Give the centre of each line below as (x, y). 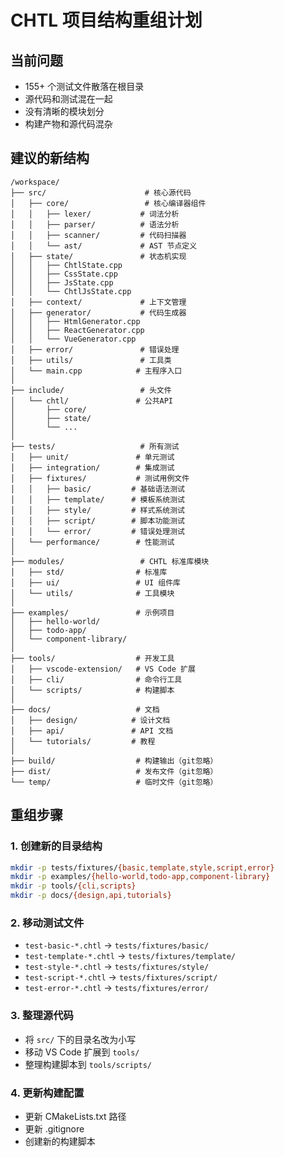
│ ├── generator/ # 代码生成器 (98, 312)
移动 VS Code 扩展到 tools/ (82, 1052)
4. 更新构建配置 (47, 1093)
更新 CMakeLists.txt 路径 (75, 1116)
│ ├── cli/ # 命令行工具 (96, 679)
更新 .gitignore (54, 1128)
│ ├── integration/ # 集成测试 (92, 467)
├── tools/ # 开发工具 (92, 658)
